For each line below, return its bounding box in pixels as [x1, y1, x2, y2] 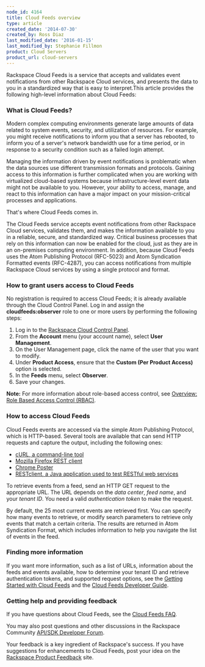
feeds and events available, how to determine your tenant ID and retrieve [6, 568, 189, 575]
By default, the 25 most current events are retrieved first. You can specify [6, 507, 192, 514]
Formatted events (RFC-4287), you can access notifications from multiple [6, 259, 192, 267]
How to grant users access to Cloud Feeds [6, 281, 134, 289]
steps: [6, 314, 22, 322]
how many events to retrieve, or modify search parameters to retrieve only [6, 513, 193, 520]
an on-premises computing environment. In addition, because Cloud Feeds [6, 246, 195, 254]
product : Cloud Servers [6, 49, 67, 55]
